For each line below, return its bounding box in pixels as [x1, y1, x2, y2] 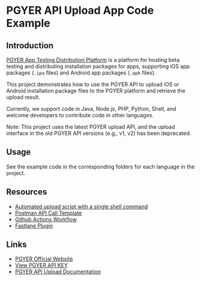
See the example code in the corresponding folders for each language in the [6, 163, 195, 170]
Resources [6, 187, 47, 197]
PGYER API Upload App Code [6, 4, 154, 17]
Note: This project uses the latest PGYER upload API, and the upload [6, 123, 175, 130]
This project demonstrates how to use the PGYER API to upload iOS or [6, 81, 179, 88]
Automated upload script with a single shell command [14, 203, 148, 210]
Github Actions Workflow [14, 215, 77, 223]
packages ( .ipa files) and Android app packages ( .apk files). [6, 69, 156, 76]
